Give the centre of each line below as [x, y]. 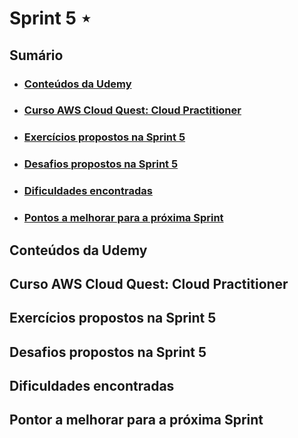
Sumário [36, 55]
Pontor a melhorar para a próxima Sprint [136, 420]
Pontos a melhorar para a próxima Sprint [123, 218]
